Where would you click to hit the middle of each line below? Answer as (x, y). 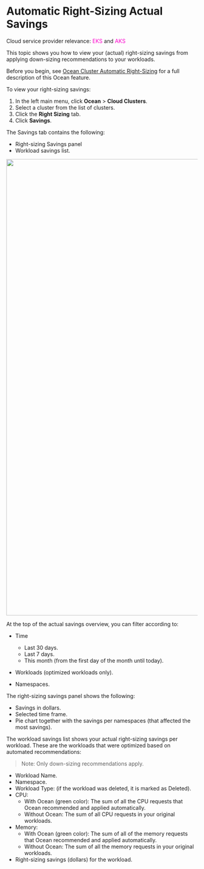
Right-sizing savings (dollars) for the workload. (73, 859)
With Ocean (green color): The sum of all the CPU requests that (104, 801)
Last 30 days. (41, 647)
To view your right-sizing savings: (49, 89)
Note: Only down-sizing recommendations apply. (82, 763)
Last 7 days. (39, 654)
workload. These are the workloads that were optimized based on (89, 745)
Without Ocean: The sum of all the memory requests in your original (109, 846)
